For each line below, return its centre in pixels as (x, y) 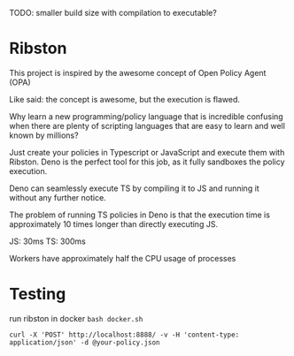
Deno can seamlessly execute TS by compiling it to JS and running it (134, 188)
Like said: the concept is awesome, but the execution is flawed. (125, 99)
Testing (38, 294)
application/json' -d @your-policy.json (85, 342)
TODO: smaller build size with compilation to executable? (113, 13)
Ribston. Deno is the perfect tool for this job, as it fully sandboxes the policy (147, 162)
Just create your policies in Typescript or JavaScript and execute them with (147, 152)
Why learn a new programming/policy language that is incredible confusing (146, 116)
